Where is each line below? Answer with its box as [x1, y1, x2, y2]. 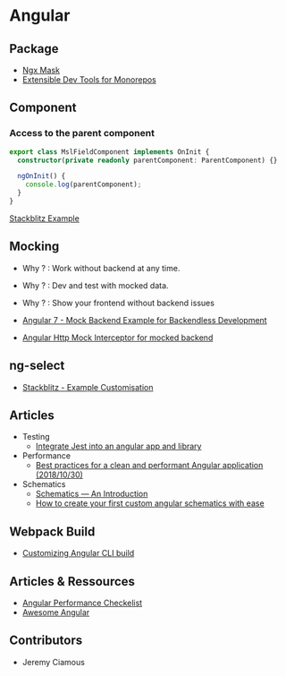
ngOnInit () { [17, 172, 66, 181]
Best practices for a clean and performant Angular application [35, 460, 264, 471]
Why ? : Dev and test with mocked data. [21, 279, 169, 291]
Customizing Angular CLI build [21, 548, 135, 559]
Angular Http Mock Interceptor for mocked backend [21, 332, 214, 343]
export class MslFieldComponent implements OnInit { [9, 147, 210, 157]
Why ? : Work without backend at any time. [21, 262, 181, 273]
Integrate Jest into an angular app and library [35, 441, 202, 452]
